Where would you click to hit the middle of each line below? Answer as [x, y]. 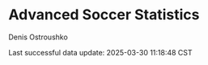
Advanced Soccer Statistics [104, 15]
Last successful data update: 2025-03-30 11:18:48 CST [100, 52]
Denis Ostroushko [38, 37]
